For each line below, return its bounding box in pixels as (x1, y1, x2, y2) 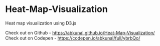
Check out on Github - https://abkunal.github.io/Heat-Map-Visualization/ (5, 29, 155, 35)
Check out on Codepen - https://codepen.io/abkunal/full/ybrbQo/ (5, 35, 140, 41)
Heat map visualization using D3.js (5, 20, 77, 26)
